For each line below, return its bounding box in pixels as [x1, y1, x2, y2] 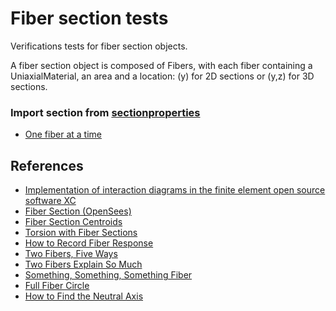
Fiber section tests [10, 7, 169, 30]
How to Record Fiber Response [24, 237, 154, 249]
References [10, 157, 84, 174]
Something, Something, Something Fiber [24, 269, 193, 281]
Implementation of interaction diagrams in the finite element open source [24, 184, 326, 196]
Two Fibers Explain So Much [24, 258, 143, 271]
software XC [24, 195, 77, 207]
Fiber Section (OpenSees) [24, 205, 132, 217]
